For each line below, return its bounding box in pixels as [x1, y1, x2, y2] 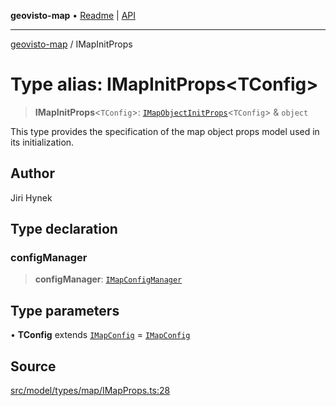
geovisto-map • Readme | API [10, 10, 137, 21]
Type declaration [10, 221, 118, 238]
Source [10, 358, 57, 375]
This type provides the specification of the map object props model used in [10, 125, 320, 137]
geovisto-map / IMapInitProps [10, 38, 133, 50]
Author [10, 165, 55, 182]
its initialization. [10, 136, 75, 148]
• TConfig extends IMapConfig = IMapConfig [10, 329, 191, 341]
